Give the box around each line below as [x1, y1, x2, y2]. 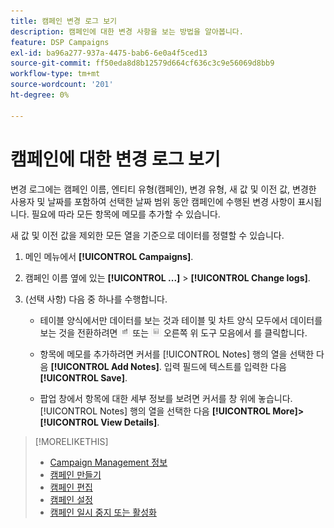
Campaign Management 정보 [49, 456, 168, 468]
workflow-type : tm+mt [10, 69, 101, 79]
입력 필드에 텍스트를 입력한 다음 [163, 360, 287, 372]
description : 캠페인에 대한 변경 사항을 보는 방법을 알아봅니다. [10, 26, 244, 37]
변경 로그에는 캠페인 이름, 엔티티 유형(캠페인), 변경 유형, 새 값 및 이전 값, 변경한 [10, 183, 317, 195]
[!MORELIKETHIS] [34, 435, 109, 447]
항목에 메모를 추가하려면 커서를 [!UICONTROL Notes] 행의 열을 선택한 [39, 348, 315, 360]
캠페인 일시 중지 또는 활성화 [49, 506, 157, 518]
